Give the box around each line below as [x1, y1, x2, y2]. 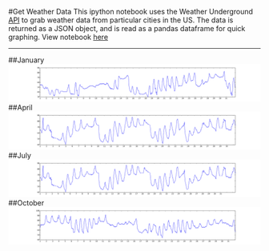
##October [8, 197, 45, 207]
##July [8, 150, 32, 160]
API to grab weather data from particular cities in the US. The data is [8, 15, 234, 25]
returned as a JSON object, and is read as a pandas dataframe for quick [8, 24, 246, 33]
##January [8, 55, 45, 65]
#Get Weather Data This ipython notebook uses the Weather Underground [8, 7, 254, 16]
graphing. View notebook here [8, 32, 109, 42]
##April [8, 103, 34, 113]
